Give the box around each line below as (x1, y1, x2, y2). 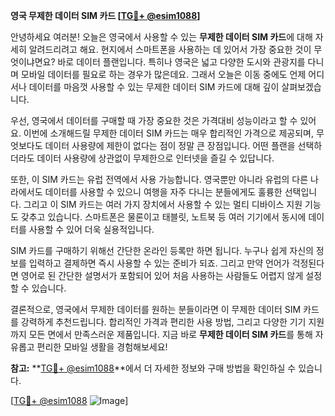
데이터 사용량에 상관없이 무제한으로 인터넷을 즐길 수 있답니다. (36, 152, 275, 164)
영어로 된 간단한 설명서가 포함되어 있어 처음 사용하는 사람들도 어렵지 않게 (20, 270, 304, 281)
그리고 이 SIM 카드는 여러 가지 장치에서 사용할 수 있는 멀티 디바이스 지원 (23, 199, 303, 210)
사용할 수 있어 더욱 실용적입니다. (28, 224, 155, 235)
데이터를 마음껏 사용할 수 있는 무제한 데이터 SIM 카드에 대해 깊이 (28, 81, 280, 93)
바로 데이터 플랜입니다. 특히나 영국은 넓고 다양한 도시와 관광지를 (57, 56, 306, 68)
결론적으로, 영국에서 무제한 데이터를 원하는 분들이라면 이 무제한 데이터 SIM (10, 304, 302, 315)
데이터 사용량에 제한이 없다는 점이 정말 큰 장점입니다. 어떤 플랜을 (44, 140, 296, 151)
